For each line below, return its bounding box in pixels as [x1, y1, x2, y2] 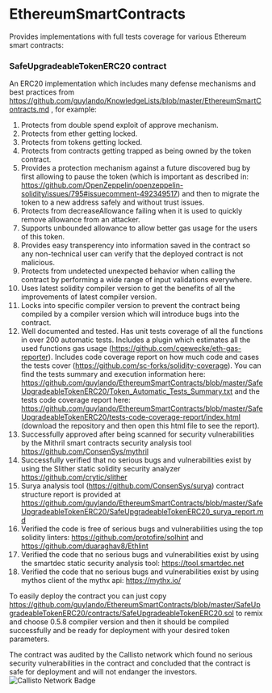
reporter [20, 353, 49, 362]
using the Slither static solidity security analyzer [20, 464, 181, 474]
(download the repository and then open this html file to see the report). [20, 421, 260, 431]
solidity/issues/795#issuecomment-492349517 [20, 189, 178, 199]
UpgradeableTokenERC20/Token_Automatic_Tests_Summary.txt [20, 387, 233, 396]
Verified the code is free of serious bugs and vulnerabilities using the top [20, 524, 263, 534]
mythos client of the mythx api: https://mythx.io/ [20, 576, 182, 585]
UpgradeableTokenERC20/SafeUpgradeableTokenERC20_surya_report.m [20, 507, 264, 517]
